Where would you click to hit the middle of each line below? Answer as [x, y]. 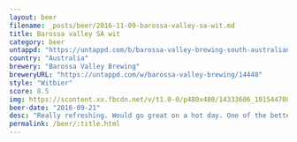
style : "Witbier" [41, 83]
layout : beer [33, 17]
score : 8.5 [29, 91]
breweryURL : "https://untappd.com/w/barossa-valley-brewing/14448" [136, 75]
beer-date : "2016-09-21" [55, 108]
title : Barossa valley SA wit [65, 34]
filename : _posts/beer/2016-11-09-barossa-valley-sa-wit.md [122, 26]
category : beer [37, 42]
